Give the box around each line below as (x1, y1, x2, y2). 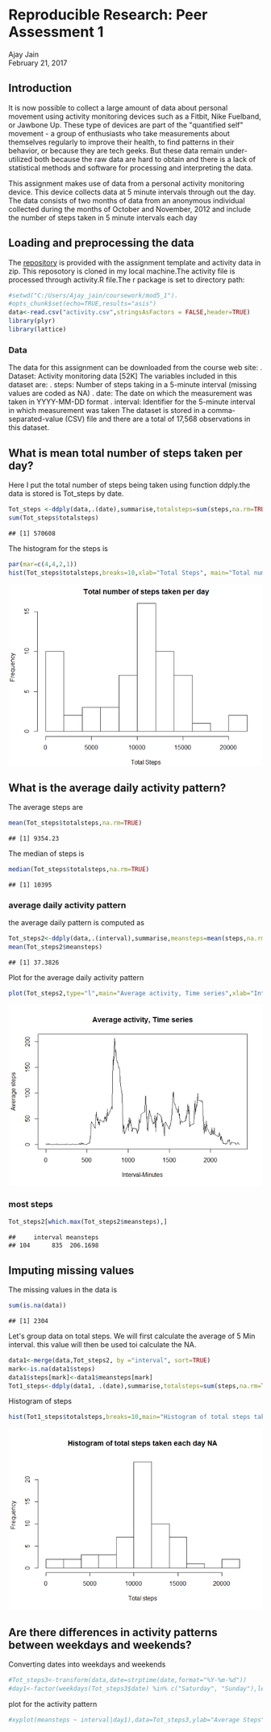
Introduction (8, 81, 73, 95)
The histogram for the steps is (8, 543, 109, 553)
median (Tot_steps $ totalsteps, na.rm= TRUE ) (8, 866, 150, 874)
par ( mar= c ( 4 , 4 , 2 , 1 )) (8, 560, 78, 568)
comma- (206, 406, 236, 415)
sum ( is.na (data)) (8, 1301, 67, 1310)
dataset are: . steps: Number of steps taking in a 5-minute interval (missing (8, 380, 257, 390)
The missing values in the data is (8, 1285, 118, 1295)
